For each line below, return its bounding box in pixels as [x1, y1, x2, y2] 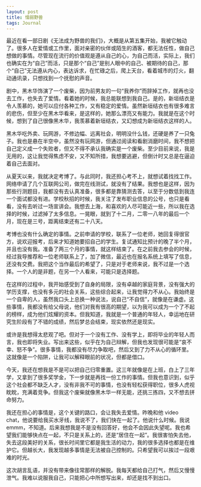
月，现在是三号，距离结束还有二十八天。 [6, 218, 106, 225]
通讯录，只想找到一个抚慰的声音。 [11, 74, 96, 82]
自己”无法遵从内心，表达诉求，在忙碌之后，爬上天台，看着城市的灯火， [14, 67, 190, 74]
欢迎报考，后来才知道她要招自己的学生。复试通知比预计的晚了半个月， [22, 238, 195, 245]
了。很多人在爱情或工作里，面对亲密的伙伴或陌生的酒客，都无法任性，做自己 [6, 44, 195, 52]
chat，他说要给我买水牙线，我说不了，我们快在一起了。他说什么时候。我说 [6, 416, 190, 423]
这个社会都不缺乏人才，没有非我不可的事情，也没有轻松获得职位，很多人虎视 [6, 381, 195, 389]
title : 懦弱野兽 [6, 14, 43, 20]
